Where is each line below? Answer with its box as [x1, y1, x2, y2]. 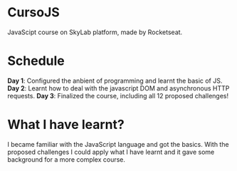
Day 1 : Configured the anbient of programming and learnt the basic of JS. [7, 76, 223, 85]
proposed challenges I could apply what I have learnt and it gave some [7, 147, 215, 156]
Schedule [7, 53, 65, 69]
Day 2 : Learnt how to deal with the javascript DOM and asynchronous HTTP [7, 83, 230, 93]
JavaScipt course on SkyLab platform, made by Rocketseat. [7, 28, 183, 36]
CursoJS [7, 4, 60, 21]
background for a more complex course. [7, 155, 126, 164]
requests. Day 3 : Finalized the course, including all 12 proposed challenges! [7, 91, 229, 100]
